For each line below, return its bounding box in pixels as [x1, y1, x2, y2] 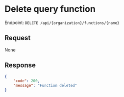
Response [4, 61, 36, 70]
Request [4, 34, 31, 42]
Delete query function [4, 3, 96, 15]
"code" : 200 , [13, 78, 40, 84]
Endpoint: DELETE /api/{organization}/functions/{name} [4, 20, 120, 25]
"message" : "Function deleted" [13, 83, 77, 88]
